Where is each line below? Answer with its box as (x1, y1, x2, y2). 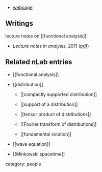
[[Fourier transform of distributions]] (20, 121, 97, 127)
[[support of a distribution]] (20, 101, 78, 107)
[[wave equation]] (12, 141, 50, 147)
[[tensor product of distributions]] (20, 111, 91, 117)
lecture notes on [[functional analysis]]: (5, 33, 88, 39)
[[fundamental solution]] (20, 131, 71, 137)
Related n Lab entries (5, 58, 72, 66)
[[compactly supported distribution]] (20, 91, 97, 97)
